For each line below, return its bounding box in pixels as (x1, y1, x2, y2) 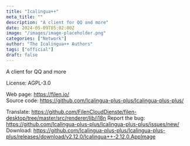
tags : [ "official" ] (6, 47, 54, 53)
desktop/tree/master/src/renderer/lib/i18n (6, 114, 107, 121)
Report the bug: (107, 114, 145, 121)
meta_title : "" (6, 14, 43, 20)
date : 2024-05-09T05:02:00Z (6, 25, 75, 31)
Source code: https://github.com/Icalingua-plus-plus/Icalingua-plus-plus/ (6, 97, 184, 104)
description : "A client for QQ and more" (6, 19, 109, 25)
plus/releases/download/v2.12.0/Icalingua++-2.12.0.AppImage (6, 133, 156, 140)
